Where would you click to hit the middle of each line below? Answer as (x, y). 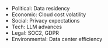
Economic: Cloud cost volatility (49, 14)
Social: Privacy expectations (46, 21)
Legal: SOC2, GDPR (35, 33)
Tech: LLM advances (37, 27)
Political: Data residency (41, 8)
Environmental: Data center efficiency (57, 39)
